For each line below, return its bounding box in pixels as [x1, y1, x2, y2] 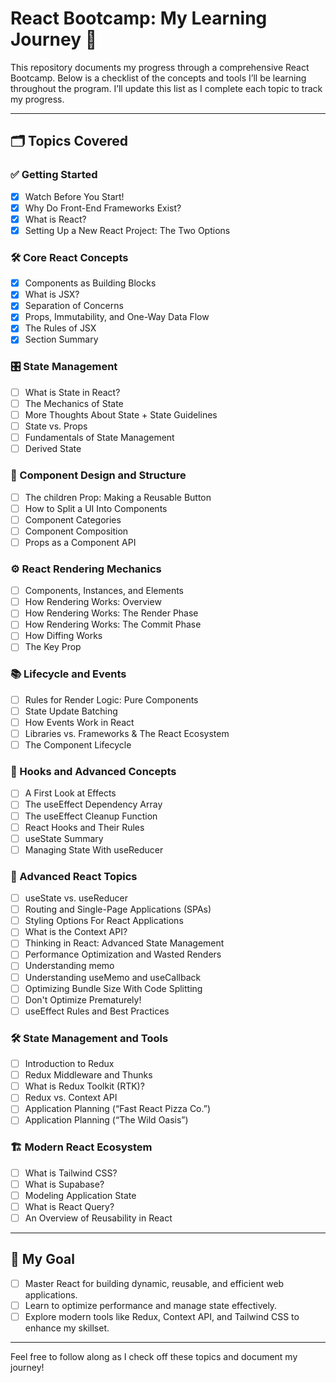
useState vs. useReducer [24, 892, 128, 904]
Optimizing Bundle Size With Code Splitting [24, 982, 203, 994]
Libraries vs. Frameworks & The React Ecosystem [24, 727, 230, 739]
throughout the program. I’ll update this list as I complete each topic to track [10, 82, 323, 94]
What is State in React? [24, 386, 121, 398]
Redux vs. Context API [24, 1092, 118, 1104]
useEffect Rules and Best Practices [24, 1005, 170, 1017]
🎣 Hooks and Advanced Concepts [10, 765, 177, 779]
